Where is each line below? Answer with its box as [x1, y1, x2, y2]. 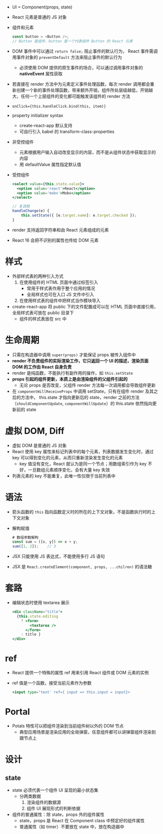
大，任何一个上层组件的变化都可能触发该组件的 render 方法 [12, 93, 130, 99]
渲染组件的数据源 [26, 799, 61, 805]
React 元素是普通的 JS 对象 [12, 14, 67, 20]
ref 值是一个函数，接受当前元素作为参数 [12, 680, 92, 686]
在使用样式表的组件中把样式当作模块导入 [19, 297, 101, 303]
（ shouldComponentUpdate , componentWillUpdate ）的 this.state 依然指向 [12, 400, 153, 406]
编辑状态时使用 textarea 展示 [12, 600, 70, 606]
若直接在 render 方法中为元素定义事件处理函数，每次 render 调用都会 [12, 81, 150, 87]
